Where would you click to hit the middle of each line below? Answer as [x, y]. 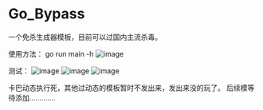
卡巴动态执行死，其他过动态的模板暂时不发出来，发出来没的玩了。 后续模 [128, 88]
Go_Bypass [47, 14]
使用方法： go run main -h [51, 53]
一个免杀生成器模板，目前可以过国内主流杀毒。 [85, 37]
